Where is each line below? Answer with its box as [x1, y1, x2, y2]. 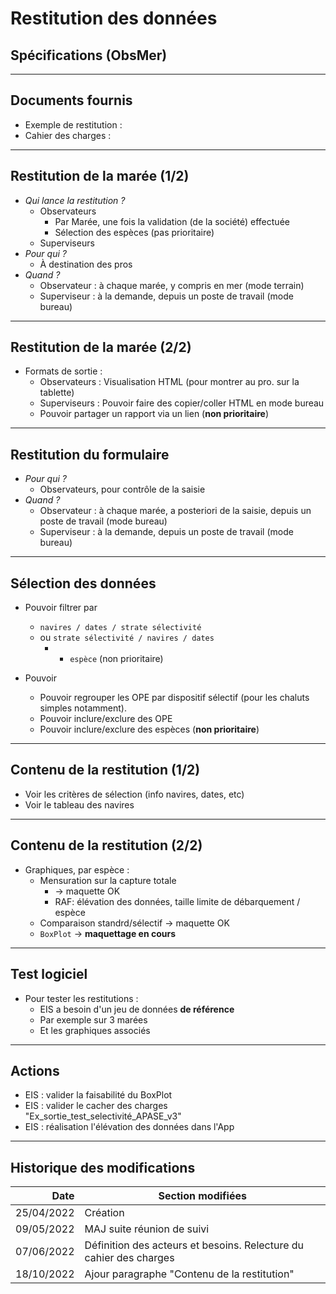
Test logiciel [10, 966, 88, 983]
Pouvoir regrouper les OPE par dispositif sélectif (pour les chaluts [39, 692, 310, 704]
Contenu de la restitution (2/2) [10, 837, 203, 854]
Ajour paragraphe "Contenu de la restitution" [84, 1267, 295, 1281]
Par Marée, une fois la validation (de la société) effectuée [54, 215, 290, 227]
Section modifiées [158, 1189, 247, 1203]
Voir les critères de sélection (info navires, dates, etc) [24, 788, 245, 800]
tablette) [39, 387, 75, 399]
